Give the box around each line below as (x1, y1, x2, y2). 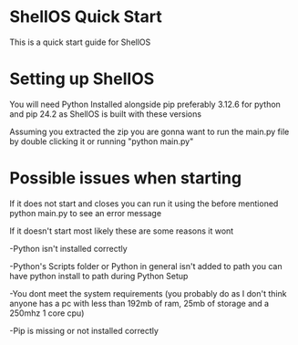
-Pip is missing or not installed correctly (9, 325, 159, 336)
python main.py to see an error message (9, 207, 162, 218)
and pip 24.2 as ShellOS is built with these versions (9, 108, 202, 120)
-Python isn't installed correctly (9, 243, 128, 254)
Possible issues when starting (9, 168, 242, 189)
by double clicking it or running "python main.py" (9, 135, 194, 147)
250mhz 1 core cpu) (9, 308, 85, 319)
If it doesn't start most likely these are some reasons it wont (9, 225, 234, 236)
